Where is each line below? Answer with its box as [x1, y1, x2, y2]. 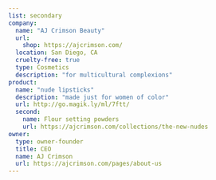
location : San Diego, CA [15, 49, 98, 57]
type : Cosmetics [15, 64, 69, 72]
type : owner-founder [15, 137, 84, 146]
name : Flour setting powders [22, 115, 120, 123]
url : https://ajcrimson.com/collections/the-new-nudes [22, 123, 209, 131]
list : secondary [8, 11, 62, 20]
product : [8, 78, 37, 86]
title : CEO [15, 145, 52, 153]
